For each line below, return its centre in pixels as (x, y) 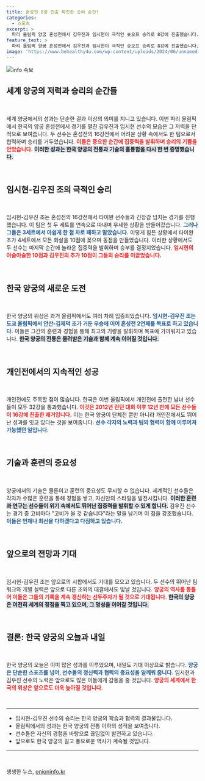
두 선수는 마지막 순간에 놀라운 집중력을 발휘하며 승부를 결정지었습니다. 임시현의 (100, 248)
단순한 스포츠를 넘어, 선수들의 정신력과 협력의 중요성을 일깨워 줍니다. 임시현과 (104, 672)
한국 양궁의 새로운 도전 (46, 288)
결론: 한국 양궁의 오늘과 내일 (56, 637)
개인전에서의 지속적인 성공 (52, 372)
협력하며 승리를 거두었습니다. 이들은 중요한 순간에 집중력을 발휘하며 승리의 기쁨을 (102, 142)
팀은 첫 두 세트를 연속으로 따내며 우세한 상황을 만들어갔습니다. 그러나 (117, 225)
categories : (21, 18)
